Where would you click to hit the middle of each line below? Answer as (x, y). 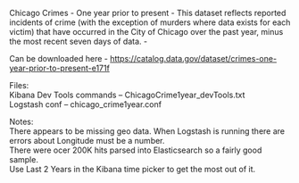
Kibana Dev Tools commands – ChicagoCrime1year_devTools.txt (127, 95)
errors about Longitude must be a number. (87, 141)
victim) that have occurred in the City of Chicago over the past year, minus (146, 32)
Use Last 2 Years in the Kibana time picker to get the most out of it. (133, 169)
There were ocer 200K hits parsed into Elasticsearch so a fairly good (136, 150)
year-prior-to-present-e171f (59, 68)
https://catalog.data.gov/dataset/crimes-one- (194, 58)
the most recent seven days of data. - (79, 41)
